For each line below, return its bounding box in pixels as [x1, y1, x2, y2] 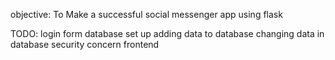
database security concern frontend [10, 39, 160, 50]
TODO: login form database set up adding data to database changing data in [10, 28, 325, 39]
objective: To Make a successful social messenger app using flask [10, 9, 283, 20]
